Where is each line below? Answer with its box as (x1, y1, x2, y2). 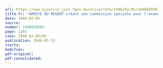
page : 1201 (5, 29, 27, 34)
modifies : (5, 47, 25, 52)
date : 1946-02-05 (5, 16, 40, 21)
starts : (5, 43, 21, 47)
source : (5, 20, 21, 25)
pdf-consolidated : (5, 56, 42, 61)
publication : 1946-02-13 (5, 38, 55, 43)
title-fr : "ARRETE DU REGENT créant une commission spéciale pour (5, 11, 142, 16)
